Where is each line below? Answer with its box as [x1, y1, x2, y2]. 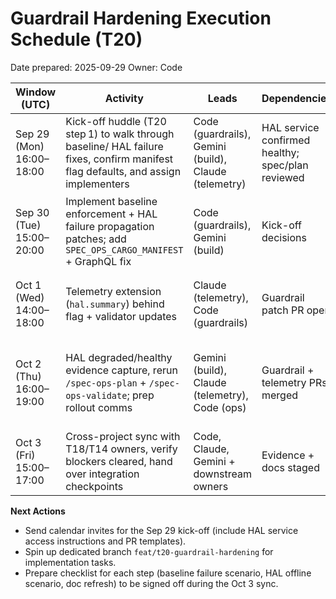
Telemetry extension [65, 284, 162, 298]
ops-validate [65, 390, 128, 401]
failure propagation [65, 219, 155, 233]
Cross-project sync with [65, 429, 181, 443]
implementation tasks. [24, 556, 117, 568]
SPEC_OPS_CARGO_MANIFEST [65, 244, 184, 256]
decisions [261, 230, 307, 244]
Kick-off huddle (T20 [65, 114, 167, 128]
